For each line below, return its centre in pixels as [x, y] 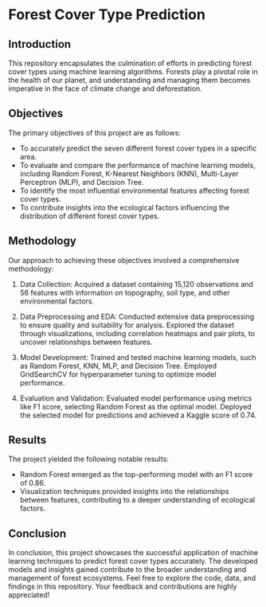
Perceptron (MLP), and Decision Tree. [82, 182]
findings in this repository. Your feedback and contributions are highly [123, 586]
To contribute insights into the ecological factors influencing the [125, 207]
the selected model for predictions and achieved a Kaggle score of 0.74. [138, 415]
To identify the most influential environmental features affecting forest [134, 190]
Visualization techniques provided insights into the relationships [124, 491]
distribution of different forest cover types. [90, 216]
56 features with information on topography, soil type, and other [125, 292]
